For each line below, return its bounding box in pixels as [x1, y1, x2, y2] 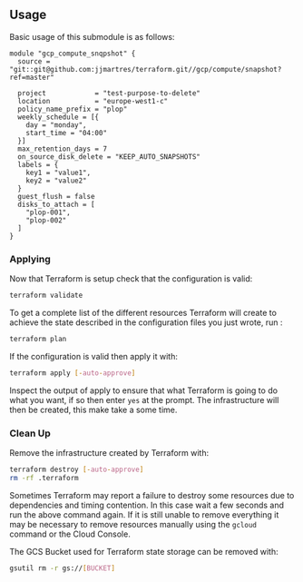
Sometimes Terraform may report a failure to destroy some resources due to [9, 489, 295, 500]
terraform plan [9, 334, 67, 343]
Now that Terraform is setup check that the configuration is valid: [9, 273, 253, 284]
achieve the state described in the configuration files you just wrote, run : [9, 317, 283, 328]
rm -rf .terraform [9, 473, 79, 482]
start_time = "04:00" [25, 128, 107, 137]
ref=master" [9, 73, 54, 82]
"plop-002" [25, 215, 67, 225]
